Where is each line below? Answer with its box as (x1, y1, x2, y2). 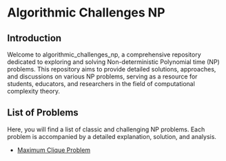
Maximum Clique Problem (17, 146, 91, 154)
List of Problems (7, 107, 79, 118)
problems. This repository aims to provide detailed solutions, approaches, (7, 65, 216, 73)
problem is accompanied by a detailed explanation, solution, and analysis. (7, 132, 217, 140)
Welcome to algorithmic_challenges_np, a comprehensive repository (7, 50, 201, 58)
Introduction (7, 32, 62, 44)
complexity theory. (7, 87, 61, 95)
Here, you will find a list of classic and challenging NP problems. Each (7, 125, 205, 133)
